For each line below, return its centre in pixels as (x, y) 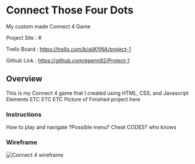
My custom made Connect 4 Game (48, 26)
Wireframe (22, 142)
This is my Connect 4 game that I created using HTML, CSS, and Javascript (97, 93)
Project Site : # (24, 37)
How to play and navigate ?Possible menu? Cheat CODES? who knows (91, 127)
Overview (24, 79)
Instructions (24, 114)
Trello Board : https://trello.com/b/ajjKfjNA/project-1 (68, 49)
